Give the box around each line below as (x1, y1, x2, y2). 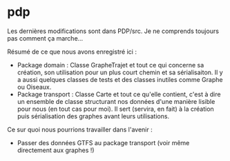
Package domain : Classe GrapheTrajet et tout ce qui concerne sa (17, 61, 204, 69)
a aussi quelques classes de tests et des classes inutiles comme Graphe (17, 75, 223, 83)
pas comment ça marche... (7, 34, 84, 42)
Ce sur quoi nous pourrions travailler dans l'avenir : (7, 125, 153, 133)
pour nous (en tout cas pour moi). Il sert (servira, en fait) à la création (17, 105, 214, 113)
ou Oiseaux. (17, 83, 52, 91)
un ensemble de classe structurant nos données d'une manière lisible (17, 97, 215, 105)
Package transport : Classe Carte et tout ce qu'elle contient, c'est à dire (17, 90, 221, 98)
